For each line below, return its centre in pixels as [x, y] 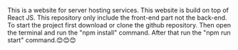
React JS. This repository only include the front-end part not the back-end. [117, 18]
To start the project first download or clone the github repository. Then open [119, 25]
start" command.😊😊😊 [42, 40]
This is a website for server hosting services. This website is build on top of [118, 10]
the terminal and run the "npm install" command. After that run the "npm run [119, 32]
